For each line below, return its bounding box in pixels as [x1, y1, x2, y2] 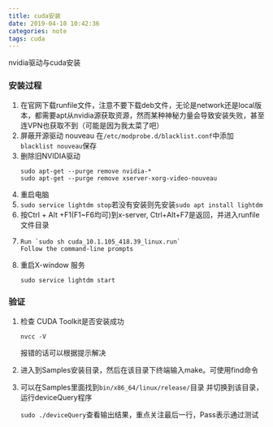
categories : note [8, 27, 67, 35]
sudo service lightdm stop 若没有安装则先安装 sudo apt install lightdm [19, 200, 263, 209]
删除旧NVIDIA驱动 [19, 151, 81, 161]
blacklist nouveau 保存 [19, 140, 97, 150]
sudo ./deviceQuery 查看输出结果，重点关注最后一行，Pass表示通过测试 [19, 409, 259, 419]
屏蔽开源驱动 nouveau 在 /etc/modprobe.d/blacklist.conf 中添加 [19, 131, 234, 140]
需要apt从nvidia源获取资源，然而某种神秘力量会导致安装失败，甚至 [41, 110, 265, 120]
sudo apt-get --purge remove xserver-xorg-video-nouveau [19, 174, 218, 183]
